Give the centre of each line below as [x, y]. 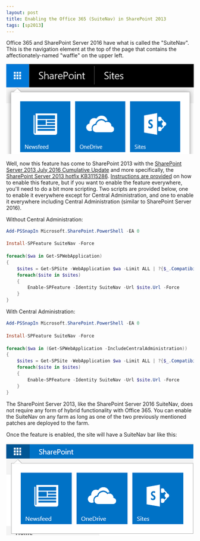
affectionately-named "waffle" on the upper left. [65, 55]
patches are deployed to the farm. [48, 423]
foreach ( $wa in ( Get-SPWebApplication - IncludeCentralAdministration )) [97, 348]
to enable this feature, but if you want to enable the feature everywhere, [94, 183]
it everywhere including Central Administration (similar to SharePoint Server [99, 201]
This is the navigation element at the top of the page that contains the [91, 49]
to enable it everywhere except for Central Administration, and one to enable [100, 195]
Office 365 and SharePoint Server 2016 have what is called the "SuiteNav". [98, 43]
